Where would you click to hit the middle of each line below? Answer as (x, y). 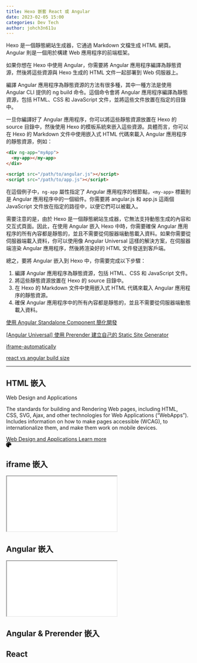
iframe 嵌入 (27, 464)
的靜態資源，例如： (29, 142)
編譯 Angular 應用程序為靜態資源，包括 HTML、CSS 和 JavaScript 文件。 (103, 273)
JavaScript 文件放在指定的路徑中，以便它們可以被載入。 (74, 206)
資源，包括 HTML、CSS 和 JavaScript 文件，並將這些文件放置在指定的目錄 (96, 100)
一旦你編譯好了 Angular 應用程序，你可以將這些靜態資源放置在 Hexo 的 (91, 120)
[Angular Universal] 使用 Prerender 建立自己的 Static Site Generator (87, 335)
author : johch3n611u (31, 28)
